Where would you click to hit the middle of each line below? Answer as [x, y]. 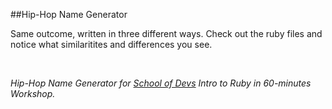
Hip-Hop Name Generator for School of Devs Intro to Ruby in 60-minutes [161, 83]
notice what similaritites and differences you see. [111, 44]
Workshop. [33, 93]
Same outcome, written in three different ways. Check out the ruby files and [166, 33]
